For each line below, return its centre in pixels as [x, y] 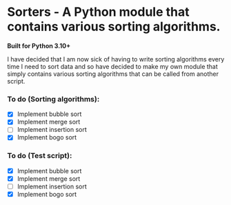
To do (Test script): [40, 156]
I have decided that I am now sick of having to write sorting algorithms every [116, 59]
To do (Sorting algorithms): [53, 99]
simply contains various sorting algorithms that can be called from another [113, 74]
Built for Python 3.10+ [39, 46]
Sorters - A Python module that [98, 12]
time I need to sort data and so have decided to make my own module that [113, 66]
